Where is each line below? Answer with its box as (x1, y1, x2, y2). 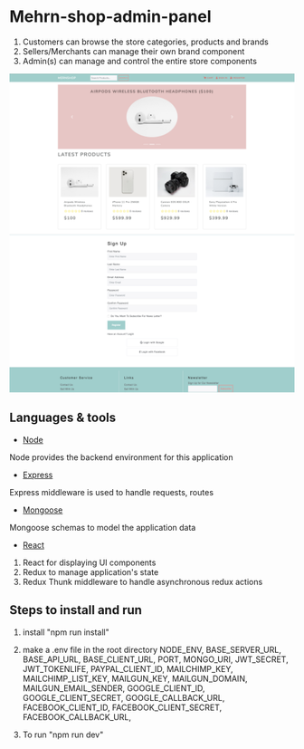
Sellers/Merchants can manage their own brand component (22, 45, 245, 56)
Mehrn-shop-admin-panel (9, 6, 212, 27)
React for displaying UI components (22, 557, 157, 568)
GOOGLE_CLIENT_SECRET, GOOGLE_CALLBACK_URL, (22, 692, 225, 703)
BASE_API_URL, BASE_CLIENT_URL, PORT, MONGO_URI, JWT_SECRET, (22, 654, 289, 665)
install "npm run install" (22, 627, 110, 638)
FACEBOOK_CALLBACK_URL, (22, 711, 132, 722)
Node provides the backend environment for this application (9, 451, 233, 463)
